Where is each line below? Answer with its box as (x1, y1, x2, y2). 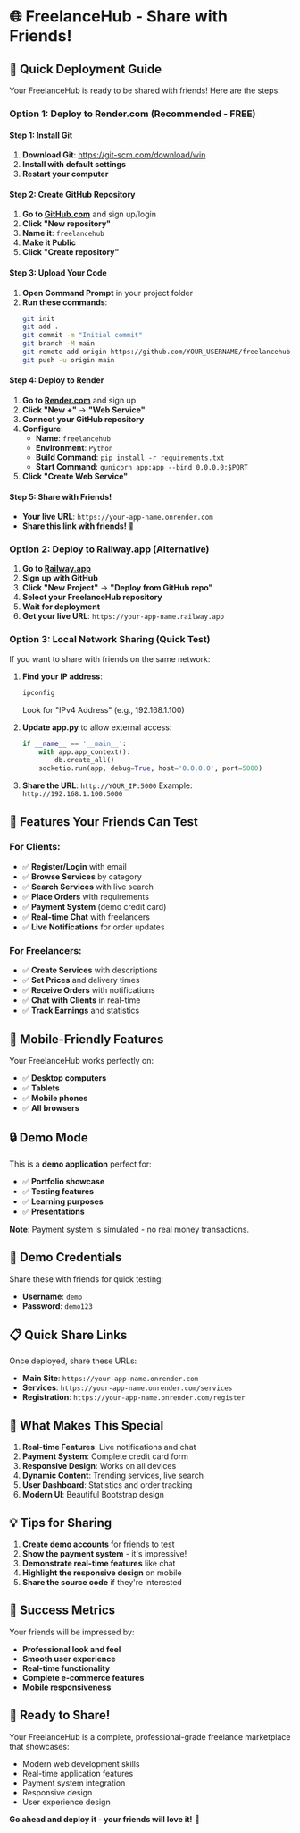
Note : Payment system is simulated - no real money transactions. (9, 1224, 250, 1235)
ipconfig (21, 688, 55, 697)
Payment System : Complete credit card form (21, 1451, 189, 1462)
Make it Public (21, 237, 77, 248)
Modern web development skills (21, 1758, 140, 1769)
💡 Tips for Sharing (9, 1515, 112, 1531)
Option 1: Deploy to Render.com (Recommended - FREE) (9, 107, 256, 120)
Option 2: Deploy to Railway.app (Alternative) (9, 543, 210, 556)
